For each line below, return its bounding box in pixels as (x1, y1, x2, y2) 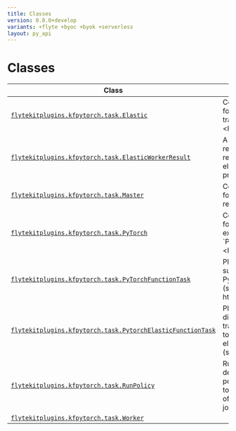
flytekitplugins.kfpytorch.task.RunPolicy (11, 382, 155, 390)
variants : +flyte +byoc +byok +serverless (7, 23, 133, 30)
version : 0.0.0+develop (7, 17, 77, 24)
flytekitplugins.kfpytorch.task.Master (11, 191, 144, 199)
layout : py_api (7, 29, 52, 37)
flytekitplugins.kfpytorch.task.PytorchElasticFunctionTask (11, 326, 216, 334)
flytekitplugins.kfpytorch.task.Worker (11, 414, 144, 422)
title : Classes (7, 10, 52, 18)
